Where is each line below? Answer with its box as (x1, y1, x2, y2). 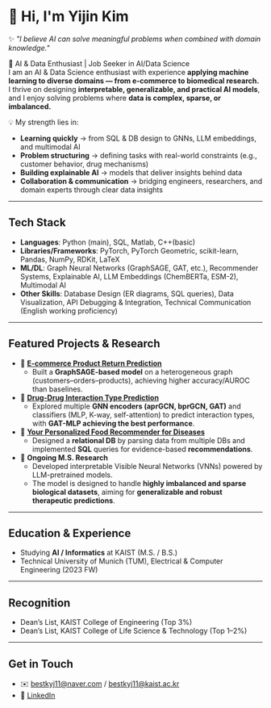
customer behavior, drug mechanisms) (19, 159, 149, 169)
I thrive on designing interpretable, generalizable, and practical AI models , (8, 84, 261, 94)
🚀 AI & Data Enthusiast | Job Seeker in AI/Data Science (8, 58, 190, 68)
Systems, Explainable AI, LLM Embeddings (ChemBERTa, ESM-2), (19, 271, 239, 281)
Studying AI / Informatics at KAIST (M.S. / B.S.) (19, 548, 178, 558)
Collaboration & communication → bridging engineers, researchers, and (19, 176, 263, 186)
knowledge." (8, 43, 50, 52)
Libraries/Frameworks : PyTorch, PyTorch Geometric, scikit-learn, (19, 245, 240, 255)
